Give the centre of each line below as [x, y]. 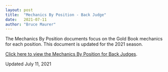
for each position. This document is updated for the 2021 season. [74, 44]
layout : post [19, 10]
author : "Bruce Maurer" [31, 24]
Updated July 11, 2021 [28, 64]
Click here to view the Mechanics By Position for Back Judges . [71, 54]
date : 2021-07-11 [26, 19]
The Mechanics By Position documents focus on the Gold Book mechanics [84, 39]
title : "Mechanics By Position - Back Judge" [56, 15]
